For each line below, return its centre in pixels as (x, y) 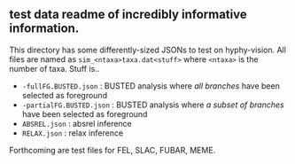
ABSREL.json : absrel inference (77, 123)
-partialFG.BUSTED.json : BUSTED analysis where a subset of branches (153, 105)
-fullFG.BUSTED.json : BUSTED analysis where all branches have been (151, 86)
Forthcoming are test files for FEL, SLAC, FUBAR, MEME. (113, 150)
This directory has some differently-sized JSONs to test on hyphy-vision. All (147, 50)
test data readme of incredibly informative (128, 15)
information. (44, 29)
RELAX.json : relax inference (73, 133)
